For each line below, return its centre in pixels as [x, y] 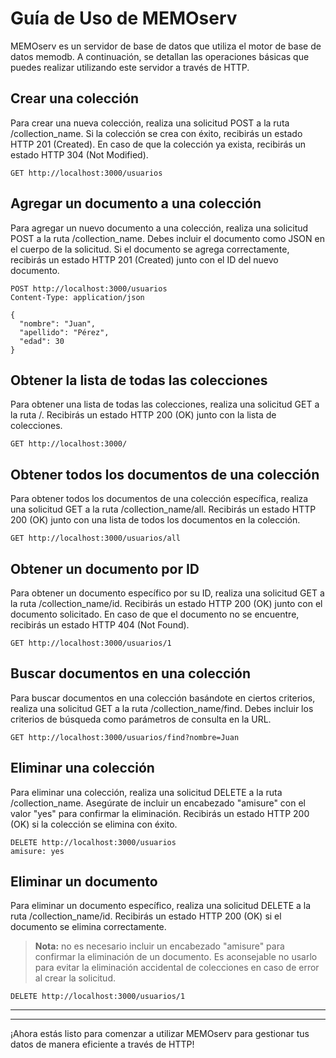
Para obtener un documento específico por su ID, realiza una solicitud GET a [167, 593]
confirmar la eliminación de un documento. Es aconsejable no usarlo [176, 957]
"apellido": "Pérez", [64, 332]
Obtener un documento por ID [105, 568]
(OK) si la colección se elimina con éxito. [94, 824]
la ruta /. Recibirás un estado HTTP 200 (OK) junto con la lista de [143, 415]
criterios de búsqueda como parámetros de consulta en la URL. [141, 719]
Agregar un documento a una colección [136, 203]
